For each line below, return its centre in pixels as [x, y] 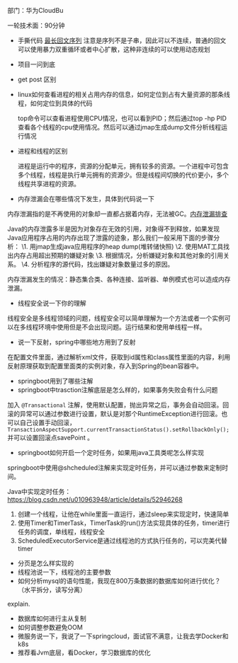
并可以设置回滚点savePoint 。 [51, 438]
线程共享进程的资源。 [49, 184]
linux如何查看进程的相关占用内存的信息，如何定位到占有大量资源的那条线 [124, 94]
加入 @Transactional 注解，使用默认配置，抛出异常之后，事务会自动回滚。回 [118, 405]
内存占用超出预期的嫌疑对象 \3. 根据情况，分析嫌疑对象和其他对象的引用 [118, 255]
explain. [19, 604]
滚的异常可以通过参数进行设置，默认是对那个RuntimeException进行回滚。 [114, 414]
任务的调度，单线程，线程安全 [61, 532]
